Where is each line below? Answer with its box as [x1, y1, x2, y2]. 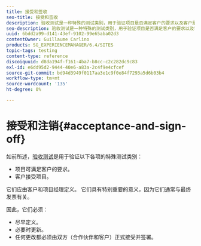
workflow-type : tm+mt [6, 75, 60, 81]
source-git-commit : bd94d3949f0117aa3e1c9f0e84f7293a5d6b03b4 [6, 70, 165, 76]
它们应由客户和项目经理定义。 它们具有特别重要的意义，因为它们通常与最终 [6, 186, 191, 193]
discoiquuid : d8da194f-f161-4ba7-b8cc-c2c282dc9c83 [6, 59, 138, 64]
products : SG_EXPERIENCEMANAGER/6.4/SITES [6, 42, 114, 48]
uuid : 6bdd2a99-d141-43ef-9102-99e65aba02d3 [6, 31, 119, 37]
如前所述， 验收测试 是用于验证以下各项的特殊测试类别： [6, 153, 142, 160]
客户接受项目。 [14, 173, 52, 180]
